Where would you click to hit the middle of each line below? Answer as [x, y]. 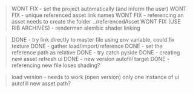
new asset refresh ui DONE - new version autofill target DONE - [90, 59]
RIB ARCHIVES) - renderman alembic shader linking [76, 28]
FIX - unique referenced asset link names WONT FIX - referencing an [97, 15]
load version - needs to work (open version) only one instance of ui [95, 77]
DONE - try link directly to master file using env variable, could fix [93, 40]
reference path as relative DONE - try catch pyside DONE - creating [96, 53]
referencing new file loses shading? [56, 65]
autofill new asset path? [41, 83]
